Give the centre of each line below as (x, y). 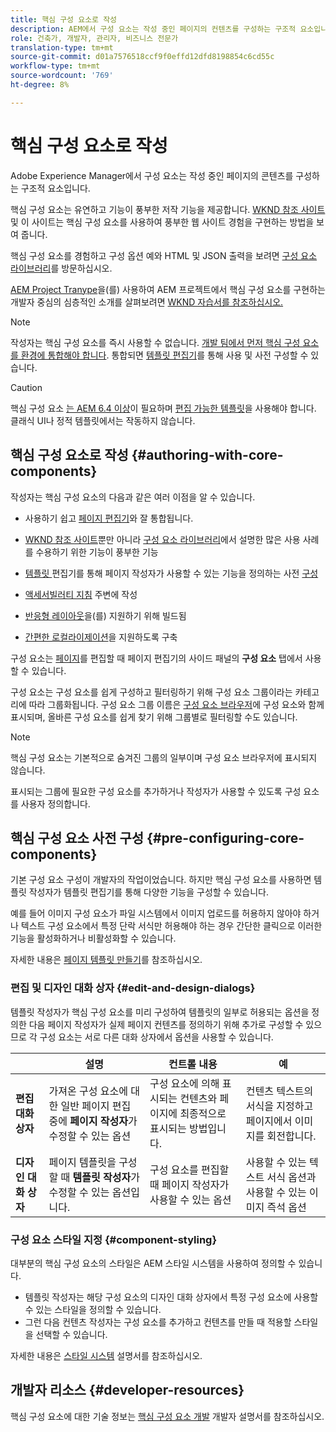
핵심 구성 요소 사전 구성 (77, 837)
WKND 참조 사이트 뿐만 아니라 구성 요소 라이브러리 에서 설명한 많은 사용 (162, 539)
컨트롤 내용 (193, 1064)
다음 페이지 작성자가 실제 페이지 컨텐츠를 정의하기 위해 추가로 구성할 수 (166, 1024)
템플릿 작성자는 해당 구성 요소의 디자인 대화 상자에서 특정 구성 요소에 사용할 (171, 1297)
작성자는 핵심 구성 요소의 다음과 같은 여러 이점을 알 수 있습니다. (133, 497)
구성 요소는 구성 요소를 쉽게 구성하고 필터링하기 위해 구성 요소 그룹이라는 (151, 692)
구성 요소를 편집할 (189, 1169)
